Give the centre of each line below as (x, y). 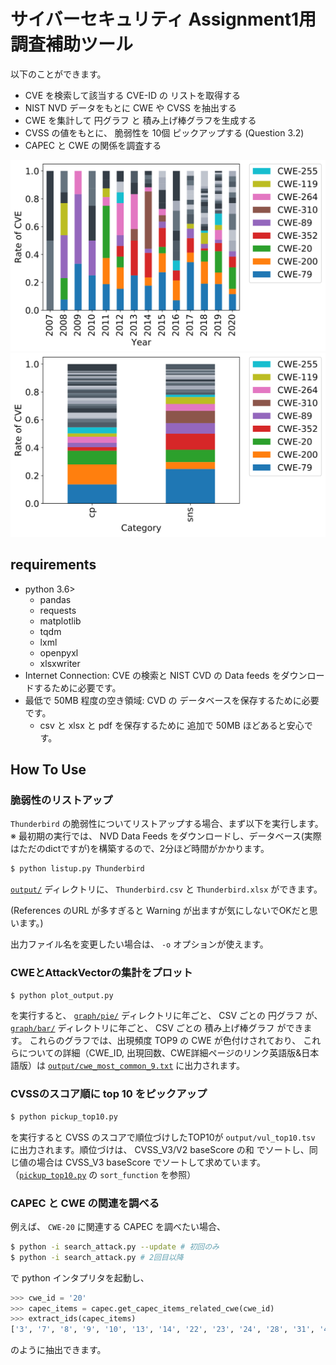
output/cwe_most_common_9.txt (110, 1066)
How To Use (48, 770)
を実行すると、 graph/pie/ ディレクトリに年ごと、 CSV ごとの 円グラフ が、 (166, 1016)
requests (58, 610)
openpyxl (59, 652)
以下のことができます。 (58, 74)
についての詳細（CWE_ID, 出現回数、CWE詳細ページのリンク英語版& (160, 1053)
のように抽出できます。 (58, 1350)
